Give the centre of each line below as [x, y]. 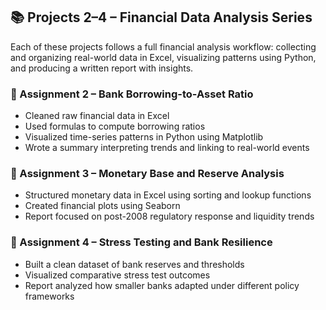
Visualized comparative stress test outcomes [117, 275]
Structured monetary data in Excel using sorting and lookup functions [168, 195]
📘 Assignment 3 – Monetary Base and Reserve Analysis [147, 174]
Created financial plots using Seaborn [102, 206]
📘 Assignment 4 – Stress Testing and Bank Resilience [141, 242]
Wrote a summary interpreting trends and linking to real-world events [167, 148]
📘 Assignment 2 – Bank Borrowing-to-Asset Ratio [132, 94]
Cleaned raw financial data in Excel [97, 116]
